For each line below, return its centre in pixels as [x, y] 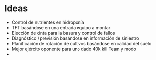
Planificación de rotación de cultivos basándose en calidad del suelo [81, 43]
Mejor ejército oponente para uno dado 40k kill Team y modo [74, 49]
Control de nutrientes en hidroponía [48, 22]
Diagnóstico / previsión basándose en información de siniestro [75, 38]
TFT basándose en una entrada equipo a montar [61, 27]
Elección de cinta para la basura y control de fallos [63, 33]
